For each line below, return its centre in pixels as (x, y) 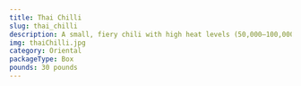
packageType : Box (42, 59)
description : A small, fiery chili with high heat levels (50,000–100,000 (152, 34)
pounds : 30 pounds (43, 68)
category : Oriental (46, 51)
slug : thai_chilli (43, 26)
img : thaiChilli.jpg (48, 43)
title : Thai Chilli (46, 17)
